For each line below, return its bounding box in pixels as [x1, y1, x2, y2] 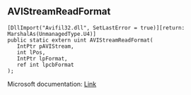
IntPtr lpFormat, [16, 55, 69, 62]
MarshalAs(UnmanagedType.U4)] [7, 30, 97, 37]
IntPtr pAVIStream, [16, 42, 74, 50]
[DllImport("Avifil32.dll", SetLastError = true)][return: [7, 24, 185, 31]
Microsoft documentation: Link [7, 80, 97, 88]
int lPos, [16, 49, 46, 56]
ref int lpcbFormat [16, 61, 74, 68]
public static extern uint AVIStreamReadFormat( [7, 37, 154, 44]
